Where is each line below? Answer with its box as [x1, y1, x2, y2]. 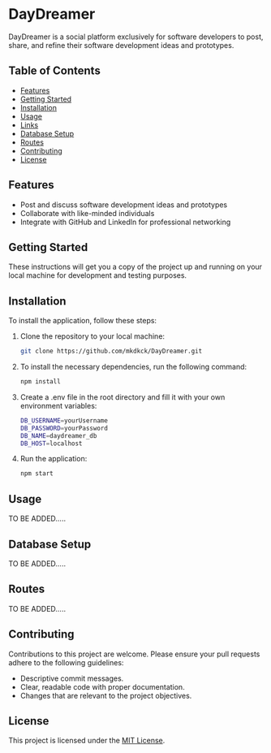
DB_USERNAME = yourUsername [19, 416, 108, 425]
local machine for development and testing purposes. [8, 270, 187, 280]
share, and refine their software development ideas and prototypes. [8, 40, 234, 50]
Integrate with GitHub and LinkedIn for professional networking [19, 217, 231, 227]
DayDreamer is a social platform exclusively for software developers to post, [8, 32, 264, 41]
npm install [19, 378, 61, 386]
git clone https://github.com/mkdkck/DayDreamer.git [19, 347, 203, 356]
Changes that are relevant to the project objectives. [19, 690, 192, 700]
